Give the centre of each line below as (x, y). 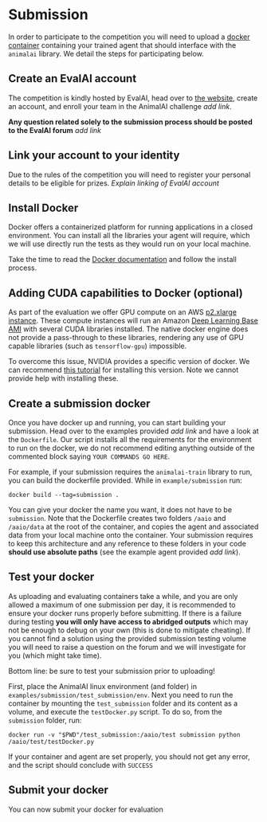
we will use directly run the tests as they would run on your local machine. (130, 244)
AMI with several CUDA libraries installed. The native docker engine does (128, 329)
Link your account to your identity (94, 156)
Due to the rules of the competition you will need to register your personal (130, 174)
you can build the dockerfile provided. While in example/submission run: (126, 480)
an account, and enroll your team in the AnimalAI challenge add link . (120, 106)
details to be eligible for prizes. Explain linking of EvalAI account (114, 183)
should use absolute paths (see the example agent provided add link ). (124, 552)
